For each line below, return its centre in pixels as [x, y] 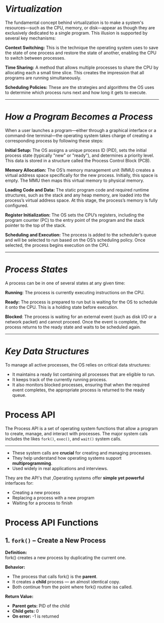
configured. [17, 205]
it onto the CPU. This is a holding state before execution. [62, 307]
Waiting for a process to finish [42, 503]
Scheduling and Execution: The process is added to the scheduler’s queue [81, 235]
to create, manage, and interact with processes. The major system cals [76, 433]
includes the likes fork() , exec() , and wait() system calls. [63, 439]
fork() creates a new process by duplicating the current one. [66, 558]
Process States [37, 269]
